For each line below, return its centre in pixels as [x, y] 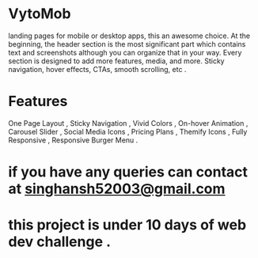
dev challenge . [60, 242]
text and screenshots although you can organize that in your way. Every [125, 52]
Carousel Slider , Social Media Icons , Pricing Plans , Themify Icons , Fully [128, 131]
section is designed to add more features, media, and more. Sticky [116, 61]
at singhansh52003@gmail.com [117, 189]
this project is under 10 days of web [127, 225]
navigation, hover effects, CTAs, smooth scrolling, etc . [97, 69]
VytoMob [40, 14]
